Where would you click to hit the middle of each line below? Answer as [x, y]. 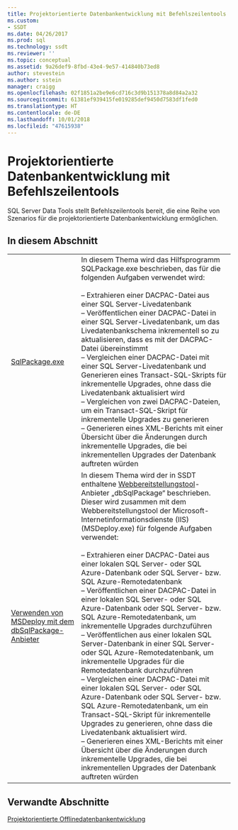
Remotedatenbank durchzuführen [137, 670]
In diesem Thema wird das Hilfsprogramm [151, 260]
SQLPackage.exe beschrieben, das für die [151, 269]
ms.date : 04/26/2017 [38, 34]
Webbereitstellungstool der [126, 511]
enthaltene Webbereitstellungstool [138, 485]
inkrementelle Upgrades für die [133, 662]
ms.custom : [23, 21]
